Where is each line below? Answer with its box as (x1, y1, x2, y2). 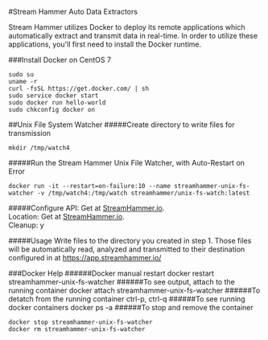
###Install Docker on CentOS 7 (8, 55, 111, 64)
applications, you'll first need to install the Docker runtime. (8, 39, 202, 49)
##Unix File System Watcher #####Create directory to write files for (8, 120, 235, 129)
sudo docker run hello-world (8, 99, 106, 107)
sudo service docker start (8, 92, 99, 100)
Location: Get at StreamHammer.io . (8, 212, 125, 221)
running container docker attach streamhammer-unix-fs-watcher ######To (8, 285, 261, 295)
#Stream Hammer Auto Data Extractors (8, 7, 138, 16)
